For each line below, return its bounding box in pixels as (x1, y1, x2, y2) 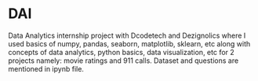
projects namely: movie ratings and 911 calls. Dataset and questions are (8, 56, 239, 65)
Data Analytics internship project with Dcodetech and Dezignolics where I (8, 31, 246, 40)
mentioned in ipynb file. (8, 64, 85, 73)
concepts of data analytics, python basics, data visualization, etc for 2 (8, 47, 235, 57)
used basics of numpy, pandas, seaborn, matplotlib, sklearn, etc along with (8, 39, 251, 48)
